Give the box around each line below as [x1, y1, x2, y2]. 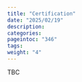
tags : [7, 42, 23, 49]
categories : [7, 29, 42, 37]
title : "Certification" [7, 10, 76, 17]
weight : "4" [7, 49, 42, 56]
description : [7, 23, 45, 30]
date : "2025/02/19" [7, 17, 64, 24]
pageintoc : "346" [7, 36, 58, 43]
